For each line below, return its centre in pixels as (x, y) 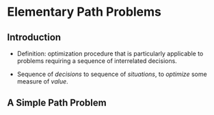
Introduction (34, 37)
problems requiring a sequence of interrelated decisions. (97, 61)
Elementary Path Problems (84, 12)
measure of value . (42, 81)
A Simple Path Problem (57, 103)
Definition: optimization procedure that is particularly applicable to (110, 53)
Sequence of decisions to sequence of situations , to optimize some (112, 74)
